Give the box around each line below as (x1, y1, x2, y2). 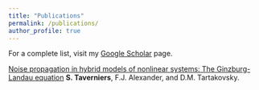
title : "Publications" (8, 11, 84, 20)
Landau (8, 73, 34, 83)
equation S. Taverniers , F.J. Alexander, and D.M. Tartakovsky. (35, 73, 240, 83)
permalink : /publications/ (8, 19, 99, 27)
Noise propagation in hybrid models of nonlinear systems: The (8, 64, 216, 74)
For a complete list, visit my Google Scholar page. (8, 49, 173, 59)
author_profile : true (8, 27, 81, 35)
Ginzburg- (216, 64, 251, 74)
